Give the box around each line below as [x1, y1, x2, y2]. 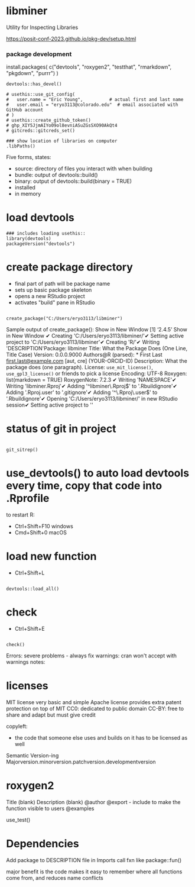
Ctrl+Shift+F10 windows [14, 522, 74, 530]
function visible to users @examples [6, 805, 95, 812]
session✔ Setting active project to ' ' [6, 401, 93, 409]
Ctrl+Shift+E [14, 625, 45, 632]
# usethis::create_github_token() [6, 117, 92, 124]
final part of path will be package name [14, 280, 110, 288]
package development [6, 50, 72, 58]
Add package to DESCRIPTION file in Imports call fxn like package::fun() [6, 856, 182, 863]
